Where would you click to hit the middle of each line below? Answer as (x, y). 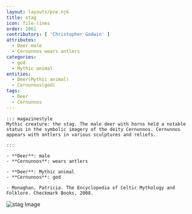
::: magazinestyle (29, 119)
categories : (21, 57)
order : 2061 (21, 29)
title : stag (21, 18)
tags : (13, 91)
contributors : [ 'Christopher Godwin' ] (58, 35)
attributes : (21, 40)
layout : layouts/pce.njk (38, 12)
